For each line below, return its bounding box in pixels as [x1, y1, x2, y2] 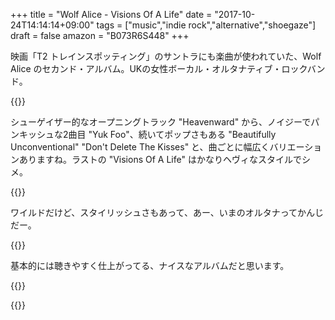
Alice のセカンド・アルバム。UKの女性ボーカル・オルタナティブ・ [10, 63, 282, 74]
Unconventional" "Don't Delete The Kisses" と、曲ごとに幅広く [10, 141, 270, 153]
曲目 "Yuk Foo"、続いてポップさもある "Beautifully [68, 129, 277, 140]
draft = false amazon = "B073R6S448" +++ [10, 30, 190, 41]
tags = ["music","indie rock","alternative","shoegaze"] [96, 19, 317, 31]
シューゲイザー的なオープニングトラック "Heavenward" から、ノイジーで [10, 116, 312, 128]
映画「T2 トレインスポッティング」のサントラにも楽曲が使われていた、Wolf [10, 50, 322, 62]
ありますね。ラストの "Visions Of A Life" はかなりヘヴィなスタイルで [18, 154, 302, 165]
